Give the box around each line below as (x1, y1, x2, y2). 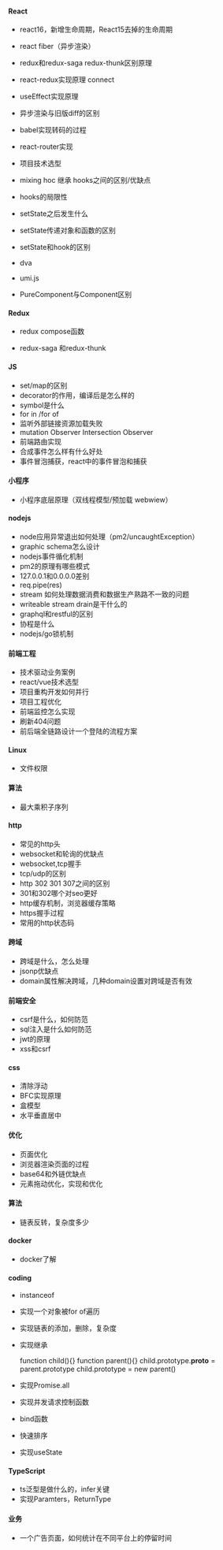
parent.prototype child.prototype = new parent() (19, 1364, 177, 1374)
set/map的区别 (19, 381, 68, 390)
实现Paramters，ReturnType (19, 1494, 112, 1504)
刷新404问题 (19, 717, 61, 727)
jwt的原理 (19, 1035, 51, 1044)
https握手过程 (19, 908, 65, 917)
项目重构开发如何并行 (19, 687, 89, 697)
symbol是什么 (19, 400, 65, 410)
